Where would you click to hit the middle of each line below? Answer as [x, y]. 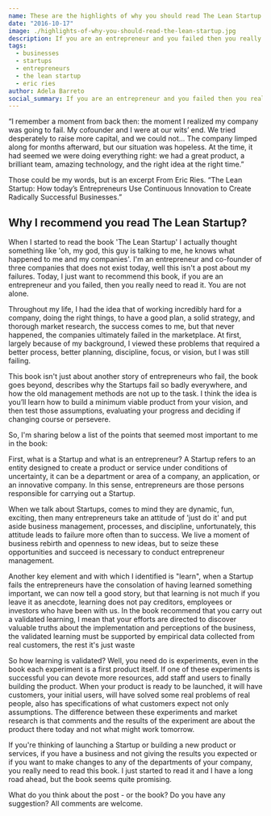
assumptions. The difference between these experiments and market [123, 713]
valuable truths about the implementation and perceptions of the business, [132, 628]
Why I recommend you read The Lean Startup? [128, 223]
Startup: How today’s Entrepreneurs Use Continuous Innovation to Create [130, 189]
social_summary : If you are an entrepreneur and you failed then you [128, 99]
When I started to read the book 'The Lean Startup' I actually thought [123, 242]
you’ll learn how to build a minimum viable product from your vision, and [128, 402]
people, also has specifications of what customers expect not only [119, 704]
